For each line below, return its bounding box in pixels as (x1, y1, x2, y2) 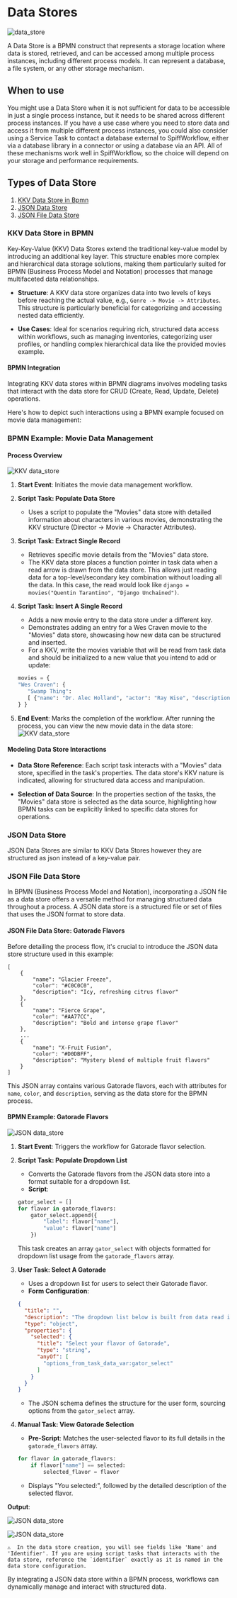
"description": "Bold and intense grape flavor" (33, 1019, 179, 1026)
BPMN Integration (7, 363, 62, 372)
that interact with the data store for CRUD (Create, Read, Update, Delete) (7, 387, 219, 396)
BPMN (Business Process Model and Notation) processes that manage (7, 267, 214, 275)
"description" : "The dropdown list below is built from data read (24, 1314, 224, 1321)
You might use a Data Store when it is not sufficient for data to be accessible (7, 104, 231, 112)
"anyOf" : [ (36, 1353, 69, 1360)
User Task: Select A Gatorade (17, 1265, 106, 1274)
